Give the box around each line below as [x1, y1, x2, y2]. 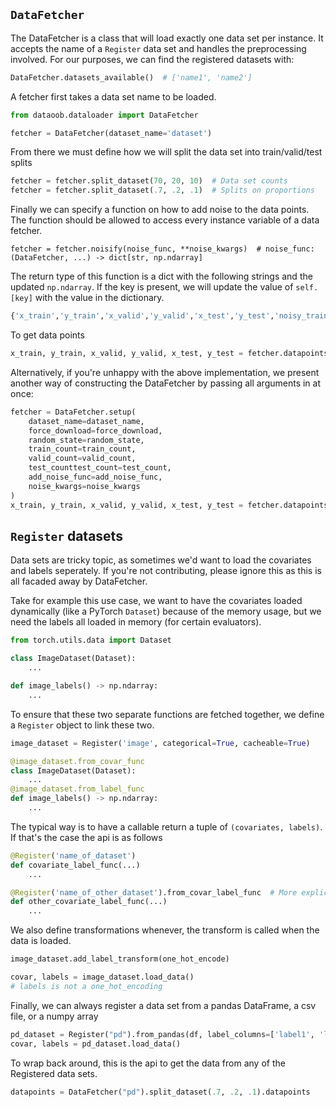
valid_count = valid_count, [28, 454, 137, 464]
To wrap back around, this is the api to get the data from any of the [10, 1057, 286, 1069]
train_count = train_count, [28, 444, 137, 454]
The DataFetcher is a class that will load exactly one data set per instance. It [10, 32, 324, 44]
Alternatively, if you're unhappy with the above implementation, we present [10, 366, 320, 378]
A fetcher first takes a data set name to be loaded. [10, 90, 217, 103]
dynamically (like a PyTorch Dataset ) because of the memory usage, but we [10, 605, 322, 618]
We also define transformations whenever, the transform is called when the [10, 924, 320, 936]
